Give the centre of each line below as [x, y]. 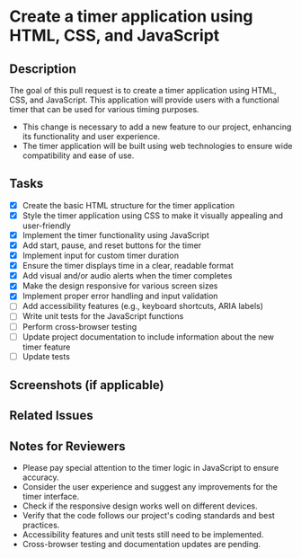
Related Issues [51, 416]
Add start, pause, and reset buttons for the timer [112, 245]
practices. [41, 525]
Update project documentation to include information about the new [148, 337]
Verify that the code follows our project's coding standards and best [149, 516]
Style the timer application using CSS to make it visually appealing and [153, 215]
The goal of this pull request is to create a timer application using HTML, [143, 90]
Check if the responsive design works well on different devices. [140, 506]
